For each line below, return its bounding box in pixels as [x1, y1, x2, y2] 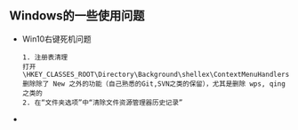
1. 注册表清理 [21, 52, 68, 62]
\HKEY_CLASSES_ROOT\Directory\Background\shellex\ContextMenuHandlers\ [21, 70, 294, 79]
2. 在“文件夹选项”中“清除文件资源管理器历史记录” [21, 98, 183, 107]
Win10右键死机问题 [21, 34, 92, 44]
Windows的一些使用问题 [9, 8, 145, 24]
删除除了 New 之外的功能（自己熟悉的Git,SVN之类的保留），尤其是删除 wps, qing [21, 79, 286, 88]
